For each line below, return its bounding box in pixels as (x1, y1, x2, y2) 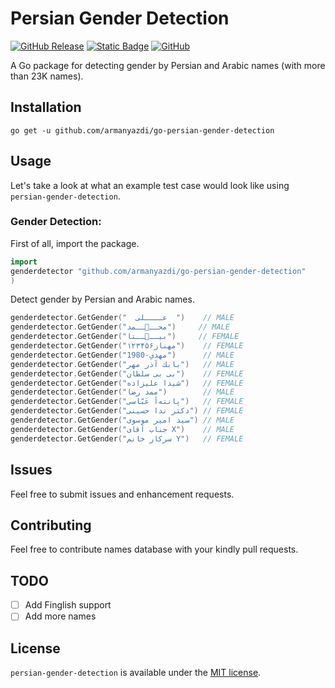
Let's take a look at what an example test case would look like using (10, 179, 290, 191)
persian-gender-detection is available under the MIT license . (10, 667, 262, 679)
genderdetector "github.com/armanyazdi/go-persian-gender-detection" (10, 266, 307, 276)
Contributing (10, 517, 92, 534)
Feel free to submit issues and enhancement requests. (10, 488, 235, 500)
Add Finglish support (24, 599, 112, 611)
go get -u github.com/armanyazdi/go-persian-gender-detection (10, 125, 275, 136)
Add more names (24, 610, 97, 622)
